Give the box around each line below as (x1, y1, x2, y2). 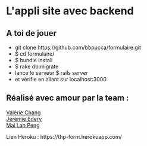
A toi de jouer (6, 28, 57, 38)
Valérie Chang (6, 109, 41, 116)
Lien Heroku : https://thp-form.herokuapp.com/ (6, 133, 122, 140)
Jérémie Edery (6, 115, 42, 122)
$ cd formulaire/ (14, 50, 55, 57)
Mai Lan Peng (6, 121, 40, 129)
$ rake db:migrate (14, 63, 59, 70)
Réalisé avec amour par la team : (6, 93, 129, 103)
